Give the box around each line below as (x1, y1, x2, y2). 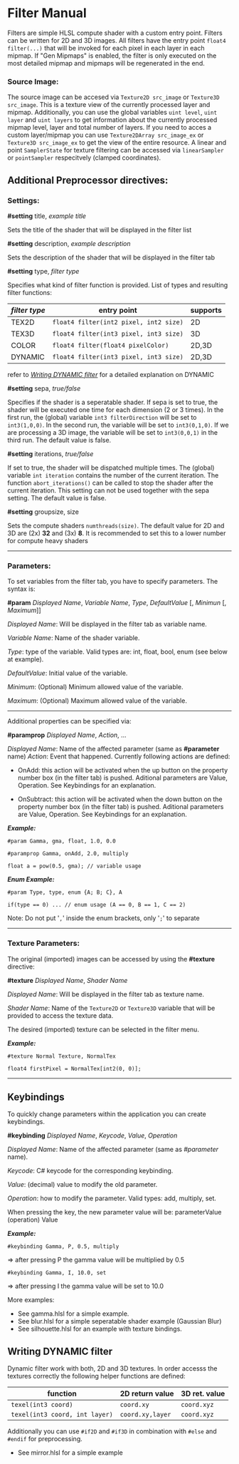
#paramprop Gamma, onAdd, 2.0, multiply (7, 850, 129, 857)
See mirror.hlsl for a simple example (17, 1448, 123, 1457)
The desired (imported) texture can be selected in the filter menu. (7, 1025, 199, 1033)
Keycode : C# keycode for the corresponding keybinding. (7, 1167, 174, 1175)
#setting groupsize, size (7, 507, 80, 516)
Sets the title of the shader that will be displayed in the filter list (7, 225, 192, 234)
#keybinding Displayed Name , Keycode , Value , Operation (7, 1131, 178, 1140)
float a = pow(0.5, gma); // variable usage (7, 862, 142, 870)
